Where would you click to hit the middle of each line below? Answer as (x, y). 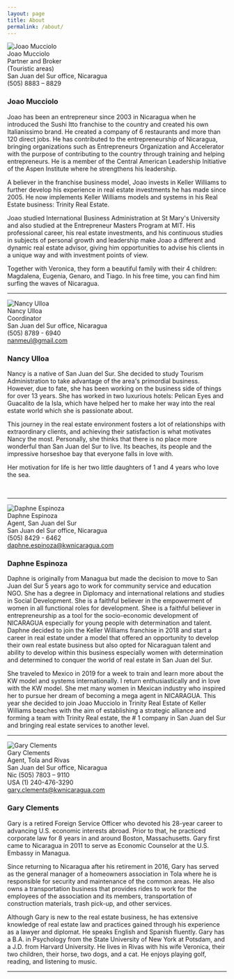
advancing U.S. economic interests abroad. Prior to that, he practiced (107, 830)
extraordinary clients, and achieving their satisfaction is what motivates (109, 431)
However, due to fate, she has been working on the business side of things (114, 388)
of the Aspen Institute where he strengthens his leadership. (92, 169)
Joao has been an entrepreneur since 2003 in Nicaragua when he (102, 116)
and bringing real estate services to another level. (78, 725)
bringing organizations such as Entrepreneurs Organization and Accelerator (116, 146)
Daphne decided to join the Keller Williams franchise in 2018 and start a (110, 630)
